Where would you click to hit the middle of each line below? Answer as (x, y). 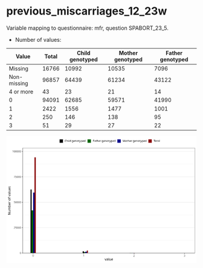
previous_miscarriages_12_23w (87, 11)
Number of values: (38, 39)
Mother (128, 53)
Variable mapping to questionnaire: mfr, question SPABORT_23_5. (88, 28)
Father (174, 53)
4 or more (21, 92)
